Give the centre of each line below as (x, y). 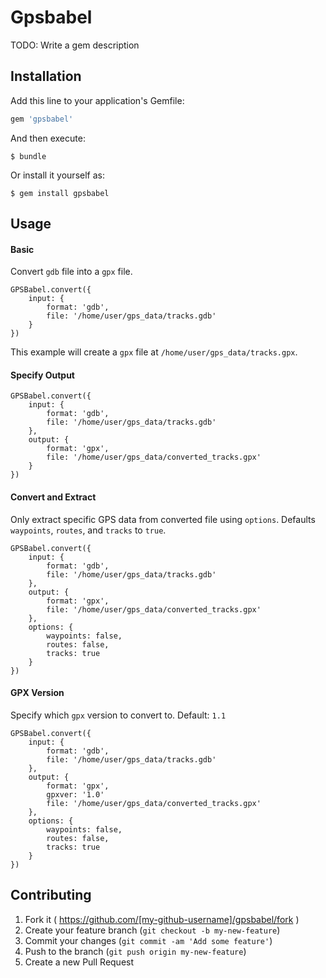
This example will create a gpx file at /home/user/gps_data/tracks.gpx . (154, 352)
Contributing (51, 895)
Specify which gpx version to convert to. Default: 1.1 (118, 715)
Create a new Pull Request (79, 962)
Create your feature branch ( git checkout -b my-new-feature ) (152, 930)
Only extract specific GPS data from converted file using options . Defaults (163, 519)
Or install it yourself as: (57, 175)
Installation (46, 76)
